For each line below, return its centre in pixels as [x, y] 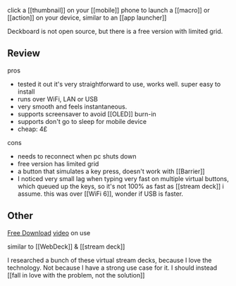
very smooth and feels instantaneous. [72, 106]
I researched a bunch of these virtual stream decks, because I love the [110, 260]
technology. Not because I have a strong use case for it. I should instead [112, 268]
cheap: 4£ [32, 129]
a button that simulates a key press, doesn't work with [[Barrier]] [111, 171]
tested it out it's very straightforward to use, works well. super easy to [119, 84]
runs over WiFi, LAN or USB [58, 99]
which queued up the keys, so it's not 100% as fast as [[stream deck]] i [120, 186]
